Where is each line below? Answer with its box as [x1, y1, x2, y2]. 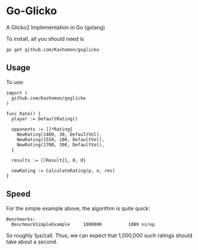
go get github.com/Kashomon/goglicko [6, 46, 100, 53]
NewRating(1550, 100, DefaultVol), [17, 136, 105, 143]
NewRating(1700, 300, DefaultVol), [17, 142, 105, 148]
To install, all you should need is [6, 35, 84, 42]
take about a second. [6, 238, 58, 245]
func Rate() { [6, 111, 41, 117]
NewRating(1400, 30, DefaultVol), [17, 132, 102, 137]
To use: [6, 78, 25, 85]
